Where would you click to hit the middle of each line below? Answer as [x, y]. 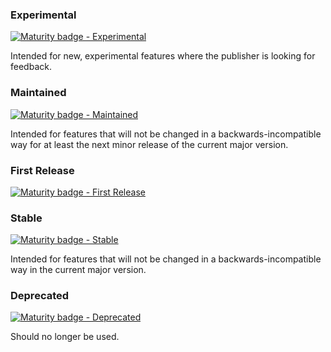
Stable [26, 218]
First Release [42, 170]
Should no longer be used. [65, 337]
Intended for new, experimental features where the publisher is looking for [163, 56]
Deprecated [40, 296]
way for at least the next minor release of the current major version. [149, 144]
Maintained [38, 93]
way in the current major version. [78, 270]
